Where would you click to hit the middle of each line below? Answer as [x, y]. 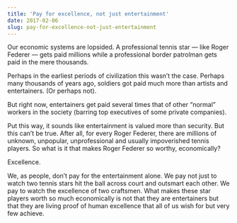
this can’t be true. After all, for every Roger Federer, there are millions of [112, 133]
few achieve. [26, 214]
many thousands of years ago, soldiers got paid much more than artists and [118, 84]
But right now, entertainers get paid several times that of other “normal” [111, 105]
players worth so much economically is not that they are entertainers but [113, 198]
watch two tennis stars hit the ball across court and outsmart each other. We [118, 183]
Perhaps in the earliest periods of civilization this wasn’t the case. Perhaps [116, 76]
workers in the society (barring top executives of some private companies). [117, 112]
